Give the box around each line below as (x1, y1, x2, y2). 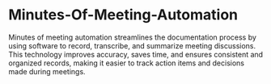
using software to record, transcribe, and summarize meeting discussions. (8, 40, 256, 50)
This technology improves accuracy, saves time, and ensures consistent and (8, 49, 264, 59)
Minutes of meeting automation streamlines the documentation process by (8, 32, 257, 42)
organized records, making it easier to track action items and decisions (8, 58, 245, 68)
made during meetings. (8, 66, 87, 76)
